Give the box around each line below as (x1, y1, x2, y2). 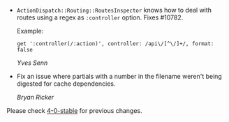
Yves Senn (16, 59, 48, 67)
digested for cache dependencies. (16, 79, 116, 88)
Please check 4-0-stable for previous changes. (6, 107, 142, 114)
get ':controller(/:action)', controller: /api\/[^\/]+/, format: (16, 40, 214, 47)
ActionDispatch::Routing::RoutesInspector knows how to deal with (16, 6, 212, 14)
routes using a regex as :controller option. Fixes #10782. (16, 13, 184, 22)
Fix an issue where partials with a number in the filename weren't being (16, 73, 223, 80)
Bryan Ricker (16, 93, 54, 101)
